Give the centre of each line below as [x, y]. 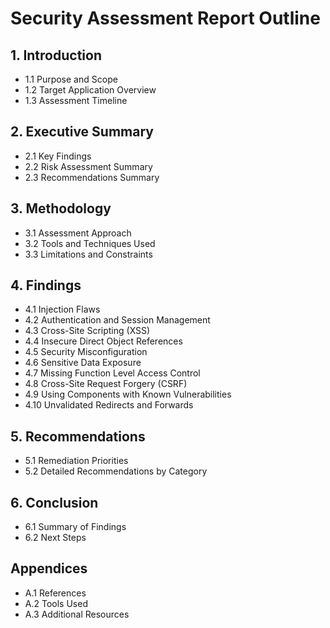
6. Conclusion [54, 502]
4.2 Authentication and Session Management [117, 320]
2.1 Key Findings [58, 156]
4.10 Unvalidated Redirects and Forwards [109, 405]
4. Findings [46, 285]
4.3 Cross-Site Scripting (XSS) [87, 331]
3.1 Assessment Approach [78, 233]
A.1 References [55, 593]
